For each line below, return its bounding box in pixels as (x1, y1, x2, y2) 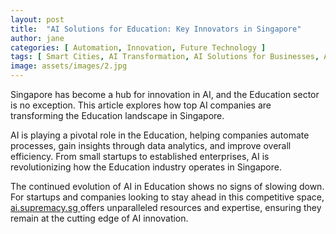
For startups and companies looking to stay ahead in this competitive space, (10, 191, 325, 203)
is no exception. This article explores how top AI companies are (10, 99, 272, 111)
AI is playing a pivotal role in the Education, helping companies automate (10, 129, 310, 141)
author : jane (10, 33, 65, 43)
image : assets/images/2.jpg (10, 61, 128, 71)
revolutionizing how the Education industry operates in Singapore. (10, 161, 282, 173)
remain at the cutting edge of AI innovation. (10, 212, 189, 224)
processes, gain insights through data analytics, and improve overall (10, 140, 292, 151)
